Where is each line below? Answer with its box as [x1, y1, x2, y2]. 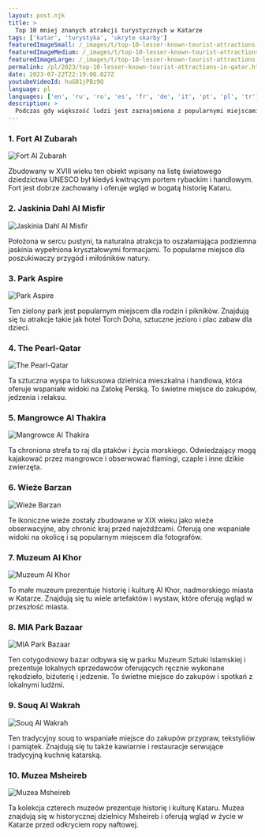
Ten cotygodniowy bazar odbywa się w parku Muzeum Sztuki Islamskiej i [8, 655, 246, 665]
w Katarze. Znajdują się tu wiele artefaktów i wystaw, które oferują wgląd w [8, 594, 252, 603]
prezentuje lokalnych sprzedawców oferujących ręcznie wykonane [8, 663, 225, 673]
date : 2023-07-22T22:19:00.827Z [8, 70, 114, 78]
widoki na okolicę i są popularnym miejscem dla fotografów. [8, 532, 203, 541]
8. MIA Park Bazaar [8, 622, 83, 632]
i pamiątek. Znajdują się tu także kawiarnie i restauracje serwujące [8, 741, 224, 751]
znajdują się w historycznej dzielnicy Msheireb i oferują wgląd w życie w [8, 811, 244, 820]
